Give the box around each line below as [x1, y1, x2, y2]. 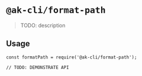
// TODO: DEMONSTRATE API [6, 64, 69, 70]
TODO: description [20, 22, 66, 29]
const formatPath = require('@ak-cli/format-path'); [6, 54, 137, 60]
